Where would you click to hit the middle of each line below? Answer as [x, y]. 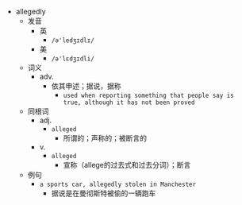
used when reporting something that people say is [148, 95]
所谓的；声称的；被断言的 [105, 138]
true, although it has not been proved [129, 102]
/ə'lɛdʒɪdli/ [73, 59]
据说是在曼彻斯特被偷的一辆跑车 [104, 193]
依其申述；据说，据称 [86, 86]
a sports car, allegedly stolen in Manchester [118, 184]
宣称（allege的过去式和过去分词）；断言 [127, 165]
